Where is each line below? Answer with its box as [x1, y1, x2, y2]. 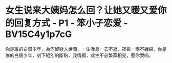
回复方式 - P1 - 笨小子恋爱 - [14, 17, 128, 29]
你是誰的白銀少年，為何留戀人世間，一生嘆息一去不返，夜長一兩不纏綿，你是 [5, 46, 167, 52]
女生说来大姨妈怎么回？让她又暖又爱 [5, 5, 158, 16]
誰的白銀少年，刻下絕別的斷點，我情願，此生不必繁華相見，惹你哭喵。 [5, 52, 154, 58]
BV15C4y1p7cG [5, 28, 72, 40]
